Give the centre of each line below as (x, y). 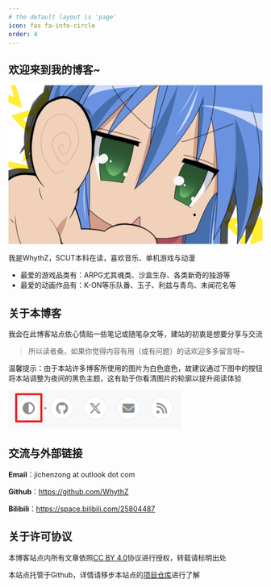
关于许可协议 (40, 537)
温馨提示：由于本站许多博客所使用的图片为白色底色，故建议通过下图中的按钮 (135, 368)
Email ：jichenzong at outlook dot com (72, 474)
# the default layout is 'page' (63, 17)
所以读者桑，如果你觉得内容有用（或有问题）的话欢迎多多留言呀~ (137, 351)
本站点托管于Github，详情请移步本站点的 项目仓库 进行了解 (104, 575)
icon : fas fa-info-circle (52, 25)
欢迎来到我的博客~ (54, 70)
